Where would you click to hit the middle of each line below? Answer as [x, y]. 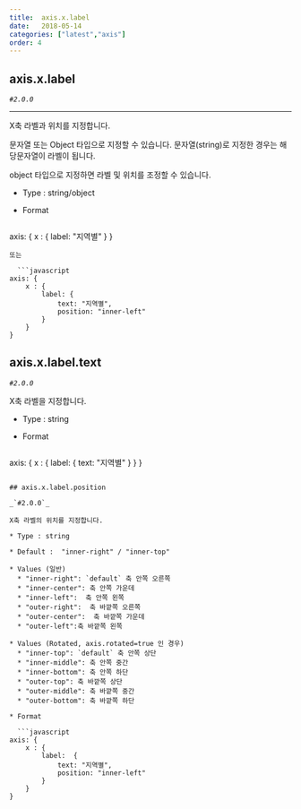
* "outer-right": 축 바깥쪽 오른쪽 [79, 607]
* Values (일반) [38, 569]
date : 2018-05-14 [46, 26]
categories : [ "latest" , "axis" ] [68, 34]
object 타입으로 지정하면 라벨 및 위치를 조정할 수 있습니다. [110, 175]
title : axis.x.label [50, 17]
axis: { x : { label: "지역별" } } [61, 237]
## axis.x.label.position [57, 487]
